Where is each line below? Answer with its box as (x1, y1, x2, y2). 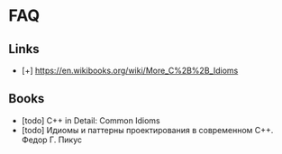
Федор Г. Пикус (21, 134, 83, 145)
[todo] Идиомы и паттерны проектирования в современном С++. (21, 124, 274, 135)
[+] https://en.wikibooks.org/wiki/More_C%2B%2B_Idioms (21, 65, 239, 76)
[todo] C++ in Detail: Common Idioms (21, 114, 160, 126)
